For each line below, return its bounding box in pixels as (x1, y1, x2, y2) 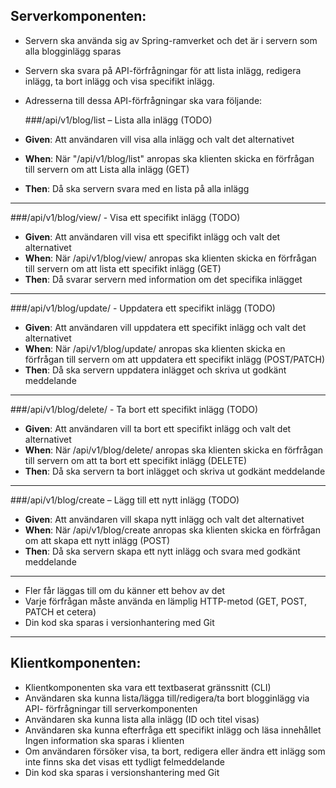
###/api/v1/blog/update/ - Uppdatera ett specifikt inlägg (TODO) (10, 302, 276, 314)
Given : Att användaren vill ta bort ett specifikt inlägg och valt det (24, 422, 292, 434)
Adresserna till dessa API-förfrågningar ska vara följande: (24, 94, 263, 106)
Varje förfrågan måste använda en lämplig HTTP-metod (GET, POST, (24, 595, 307, 607)
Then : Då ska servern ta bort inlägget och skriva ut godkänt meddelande (24, 465, 326, 477)
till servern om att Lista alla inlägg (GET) (24, 163, 190, 175)
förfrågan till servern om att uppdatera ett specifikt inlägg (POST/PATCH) (24, 353, 326, 365)
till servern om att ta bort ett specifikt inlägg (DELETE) (24, 454, 248, 466)
